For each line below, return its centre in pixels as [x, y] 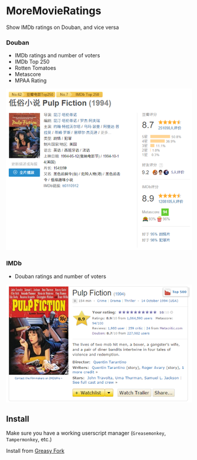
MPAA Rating [31, 80]
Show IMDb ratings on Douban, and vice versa [63, 27]
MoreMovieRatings [54, 11]
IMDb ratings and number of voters [57, 56]
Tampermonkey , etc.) [29, 439]
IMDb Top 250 [32, 62]
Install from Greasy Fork [35, 451]
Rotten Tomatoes [35, 68]
